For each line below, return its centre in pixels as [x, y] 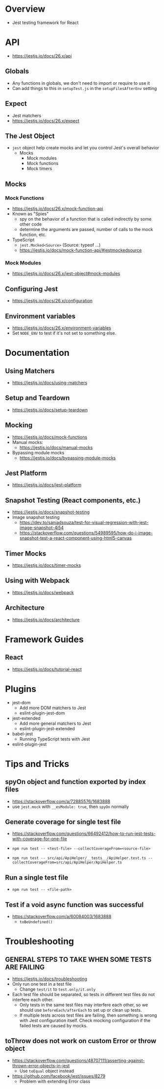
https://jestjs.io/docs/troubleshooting [49, 979]
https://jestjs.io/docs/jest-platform [47, 485]
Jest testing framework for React [45, 23]
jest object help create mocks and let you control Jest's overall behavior [86, 148]
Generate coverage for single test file [63, 822]
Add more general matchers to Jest [55, 723]
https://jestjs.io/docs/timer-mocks [47, 565]
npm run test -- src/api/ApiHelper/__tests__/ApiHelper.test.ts [79, 858]
